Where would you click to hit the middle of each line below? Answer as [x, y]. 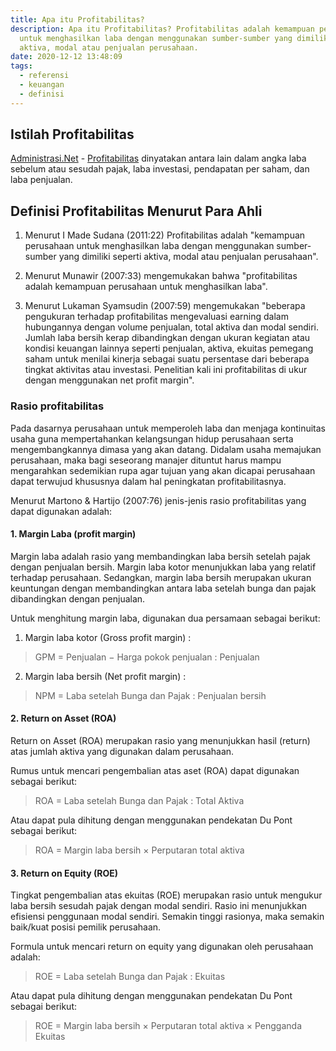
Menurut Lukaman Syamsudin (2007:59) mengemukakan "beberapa [165, 306]
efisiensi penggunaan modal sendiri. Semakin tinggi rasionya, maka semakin [167, 917]
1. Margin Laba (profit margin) [73, 534]
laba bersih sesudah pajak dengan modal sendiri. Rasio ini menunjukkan [159, 906]
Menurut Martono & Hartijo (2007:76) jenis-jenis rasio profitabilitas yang [158, 500]
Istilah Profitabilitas [72, 134]
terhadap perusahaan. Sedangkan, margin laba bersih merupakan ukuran [161, 577]
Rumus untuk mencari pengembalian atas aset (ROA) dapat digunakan [155, 770]
